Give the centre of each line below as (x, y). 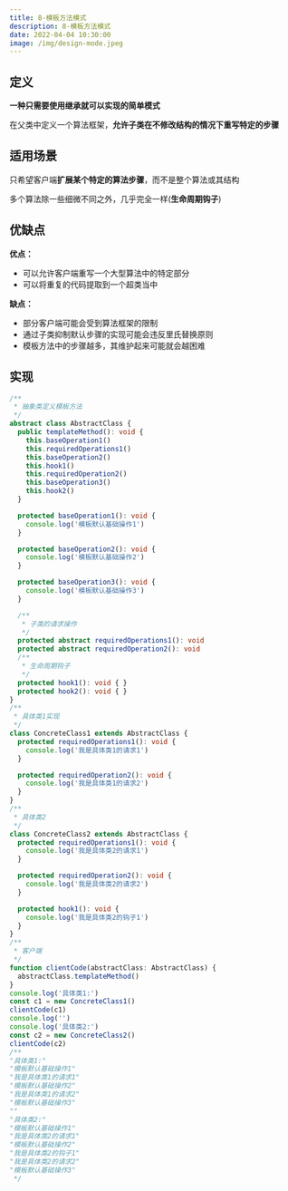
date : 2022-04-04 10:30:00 (60, 34)
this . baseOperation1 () (68, 441)
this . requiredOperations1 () (78, 449)
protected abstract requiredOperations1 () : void (111, 641)
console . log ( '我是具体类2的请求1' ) (87, 851)
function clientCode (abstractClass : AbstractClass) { (113, 968)
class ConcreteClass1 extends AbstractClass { (99, 733)
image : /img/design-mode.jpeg (67, 43)
